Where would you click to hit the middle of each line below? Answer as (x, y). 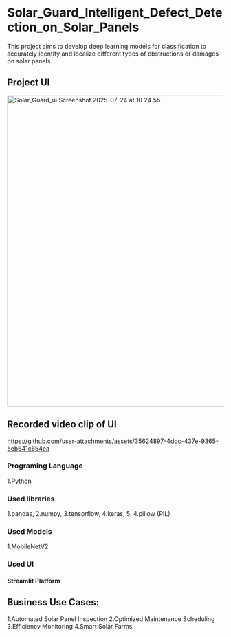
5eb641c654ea (29, 448)
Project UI (29, 83)
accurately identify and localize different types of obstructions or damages (113, 54)
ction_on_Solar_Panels (73, 27)
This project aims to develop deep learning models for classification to (107, 46)
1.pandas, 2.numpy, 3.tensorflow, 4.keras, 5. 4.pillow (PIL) (89, 514)
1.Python (20, 481)
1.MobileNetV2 (28, 547)
